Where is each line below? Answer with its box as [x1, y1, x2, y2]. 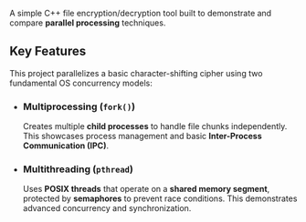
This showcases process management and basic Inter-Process [22, 131, 262, 142]
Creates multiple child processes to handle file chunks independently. [22, 121, 288, 132]
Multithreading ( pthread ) [22, 163, 134, 176]
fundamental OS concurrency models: [9, 77, 153, 88]
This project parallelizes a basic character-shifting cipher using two [9, 67, 263, 78]
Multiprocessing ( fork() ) [22, 100, 136, 113]
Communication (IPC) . [22, 140, 110, 151]
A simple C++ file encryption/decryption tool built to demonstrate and [9, 8, 272, 18]
